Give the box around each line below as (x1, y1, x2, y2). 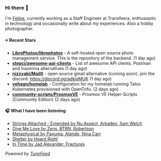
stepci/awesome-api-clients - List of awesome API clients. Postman (12, 60, 151, 66)
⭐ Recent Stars (5, 37, 36, 43)
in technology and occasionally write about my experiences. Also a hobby (5, 20, 154, 26)
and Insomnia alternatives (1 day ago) (12, 65, 88, 71)
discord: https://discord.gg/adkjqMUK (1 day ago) (12, 75, 112, 82)
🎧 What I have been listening (5, 108, 66, 114)
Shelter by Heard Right (12, 136, 58, 142)
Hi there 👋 (5, 4, 29, 11)
